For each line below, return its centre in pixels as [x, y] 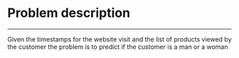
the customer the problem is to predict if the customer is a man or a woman [118, 47]
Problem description [69, 13]
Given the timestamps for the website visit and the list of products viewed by [120, 39]
